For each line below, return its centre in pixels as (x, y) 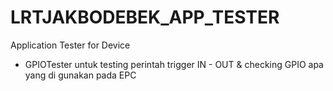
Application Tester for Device (70, 45)
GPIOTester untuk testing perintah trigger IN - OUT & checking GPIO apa (174, 64)
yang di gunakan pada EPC (80, 75)
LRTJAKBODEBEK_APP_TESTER (145, 17)
